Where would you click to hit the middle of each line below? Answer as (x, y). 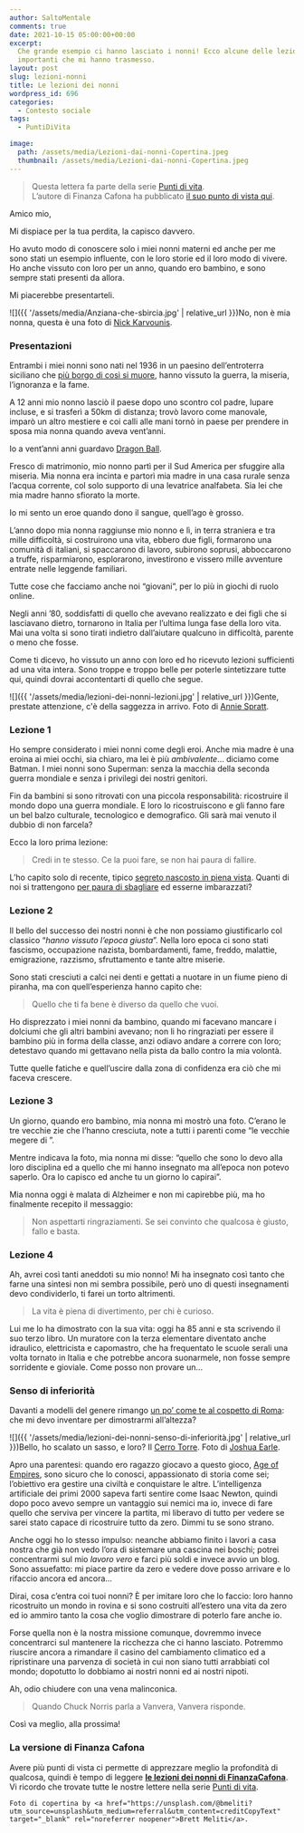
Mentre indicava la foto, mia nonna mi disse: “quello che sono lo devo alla (146, 1157)
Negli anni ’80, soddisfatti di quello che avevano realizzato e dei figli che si (148, 613)
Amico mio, (30, 213)
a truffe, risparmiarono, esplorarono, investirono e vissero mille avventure (146, 559)
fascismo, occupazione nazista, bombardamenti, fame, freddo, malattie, (143, 950)
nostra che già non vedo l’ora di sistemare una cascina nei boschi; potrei (144, 1549)
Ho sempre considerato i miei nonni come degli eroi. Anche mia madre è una (152, 749)
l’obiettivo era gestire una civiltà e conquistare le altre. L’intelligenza (136, 1484)
